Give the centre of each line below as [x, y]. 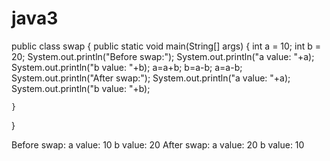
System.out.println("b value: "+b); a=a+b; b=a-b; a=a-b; [127, 67]
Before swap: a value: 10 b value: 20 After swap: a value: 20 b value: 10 [158, 144]
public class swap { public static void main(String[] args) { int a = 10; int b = [166, 46]
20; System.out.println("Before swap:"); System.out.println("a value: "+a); [163, 56]
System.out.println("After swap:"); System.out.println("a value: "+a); [151, 78]
